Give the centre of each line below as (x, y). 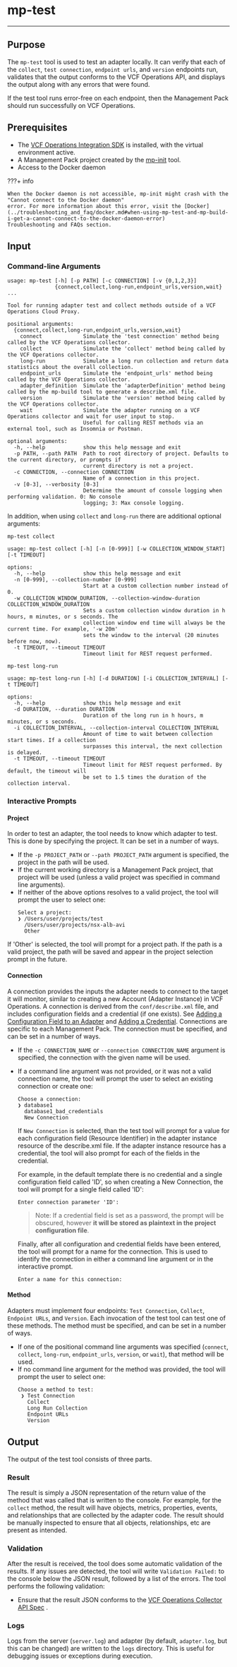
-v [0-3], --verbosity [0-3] (56, 485)
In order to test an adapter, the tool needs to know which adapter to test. (113, 834)
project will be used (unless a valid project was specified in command (119, 878)
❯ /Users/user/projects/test (60, 919)
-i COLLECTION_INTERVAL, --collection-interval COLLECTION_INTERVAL (116, 728)
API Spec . (32, 1608)
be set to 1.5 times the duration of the (145, 777)
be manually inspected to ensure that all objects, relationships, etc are (109, 1522)
